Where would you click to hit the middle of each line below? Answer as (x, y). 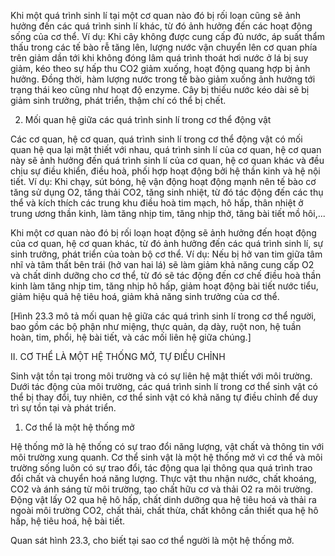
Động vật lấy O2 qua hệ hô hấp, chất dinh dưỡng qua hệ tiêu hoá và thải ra (163, 499)
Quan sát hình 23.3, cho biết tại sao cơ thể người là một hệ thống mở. (152, 540)
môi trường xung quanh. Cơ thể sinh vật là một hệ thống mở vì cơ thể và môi (166, 457)
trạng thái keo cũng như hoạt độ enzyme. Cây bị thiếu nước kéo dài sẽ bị (160, 89)
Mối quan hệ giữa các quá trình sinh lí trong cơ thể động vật (148, 119)
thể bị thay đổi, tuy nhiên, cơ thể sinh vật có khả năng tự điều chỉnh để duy (164, 397)
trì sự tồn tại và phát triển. (63, 408)
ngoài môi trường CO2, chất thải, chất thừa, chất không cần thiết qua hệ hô (164, 510)
